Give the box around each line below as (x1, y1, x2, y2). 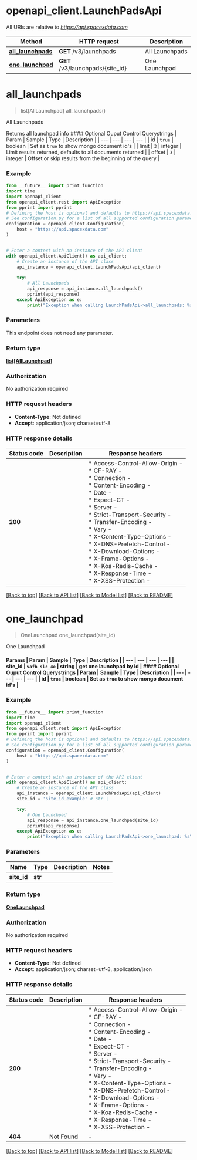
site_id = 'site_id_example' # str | (16, 796, 109, 802)
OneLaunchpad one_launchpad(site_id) (20, 631, 116, 638)
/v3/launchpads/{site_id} (59, 64, 127, 72)
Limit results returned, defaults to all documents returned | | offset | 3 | (6, 148, 176, 155)
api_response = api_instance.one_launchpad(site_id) (27, 817, 159, 823)
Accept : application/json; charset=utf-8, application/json (14, 966, 152, 973)
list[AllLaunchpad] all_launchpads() (20, 107, 106, 114)
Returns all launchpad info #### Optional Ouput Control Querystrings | (6, 130, 177, 137)
